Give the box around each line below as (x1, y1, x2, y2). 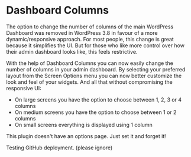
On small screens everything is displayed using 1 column (14, 121, 153, 128)
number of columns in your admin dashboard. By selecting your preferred (6, 66, 186, 73)
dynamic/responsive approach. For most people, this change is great (6, 35, 174, 42)
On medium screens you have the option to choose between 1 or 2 (14, 109, 177, 116)
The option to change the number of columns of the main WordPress (6, 23, 174, 30)
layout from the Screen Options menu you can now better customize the (6, 72, 182, 79)
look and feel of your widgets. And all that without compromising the (6, 78, 173, 86)
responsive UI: (6, 84, 41, 91)
